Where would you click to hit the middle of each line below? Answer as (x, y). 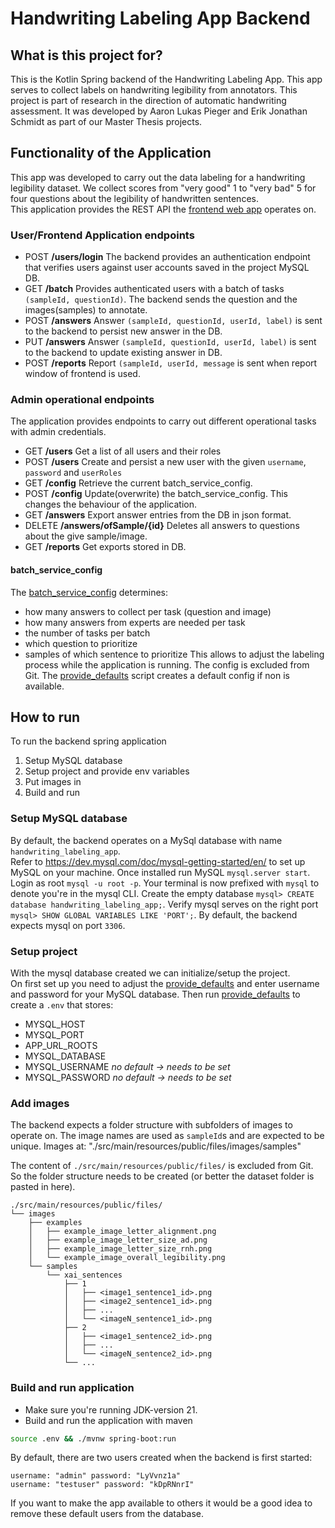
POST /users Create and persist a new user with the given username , (165, 462)
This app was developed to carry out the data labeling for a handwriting (158, 177)
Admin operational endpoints (82, 400)
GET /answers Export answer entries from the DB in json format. (158, 515)
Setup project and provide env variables (107, 771)
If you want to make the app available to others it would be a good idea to (161, 1503)
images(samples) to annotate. (86, 310)
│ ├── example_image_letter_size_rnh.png (120, 1249)
